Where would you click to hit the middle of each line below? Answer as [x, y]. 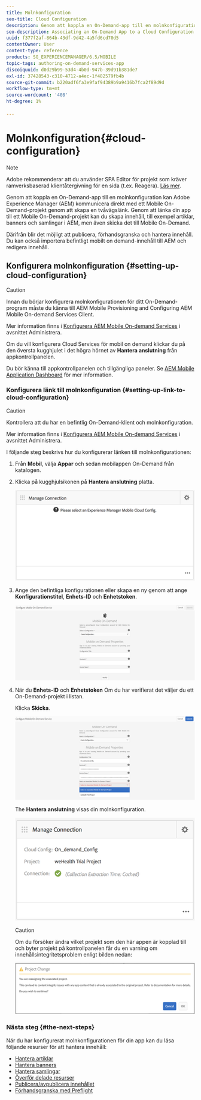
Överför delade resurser [45, 1077]
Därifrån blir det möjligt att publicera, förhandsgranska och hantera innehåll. [100, 234]
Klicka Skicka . [33, 708]
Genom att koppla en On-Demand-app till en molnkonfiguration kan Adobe [98, 197]
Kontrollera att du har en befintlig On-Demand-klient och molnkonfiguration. [100, 422]
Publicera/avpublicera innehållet [54, 1084]
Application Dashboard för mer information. [60, 375]
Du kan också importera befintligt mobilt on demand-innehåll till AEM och [96, 241]
